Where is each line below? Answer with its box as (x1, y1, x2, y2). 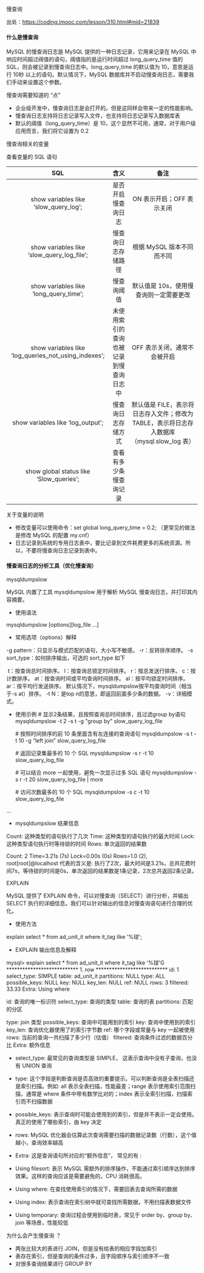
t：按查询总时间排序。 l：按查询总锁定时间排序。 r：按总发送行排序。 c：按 (7, 667, 196, 675)
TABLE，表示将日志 (132, 419, 188, 427)
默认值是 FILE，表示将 (131, 401, 194, 409)
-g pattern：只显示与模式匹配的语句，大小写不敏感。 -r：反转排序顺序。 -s (6, 647, 193, 654)
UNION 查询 (22, 1062, 52, 1069)
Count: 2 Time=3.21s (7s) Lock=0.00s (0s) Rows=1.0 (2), (6, 852, 148, 860)
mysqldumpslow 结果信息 (15, 819, 80, 827)
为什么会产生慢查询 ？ (6, 1232, 61, 1239)
